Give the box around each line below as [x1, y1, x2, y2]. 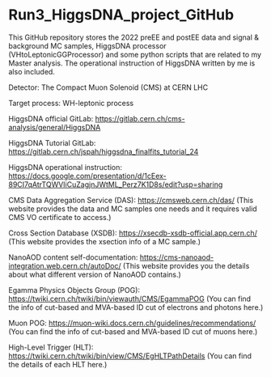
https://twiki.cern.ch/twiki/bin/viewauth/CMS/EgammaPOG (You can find [8, 294, 252, 303]
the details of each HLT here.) [8, 359, 108, 369]
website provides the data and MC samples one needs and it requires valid [8, 204, 257, 214]
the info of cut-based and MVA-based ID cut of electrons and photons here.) [8, 302, 264, 312]
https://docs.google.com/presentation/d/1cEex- [8, 171, 167, 180]
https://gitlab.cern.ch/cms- [95, 113, 185, 123]
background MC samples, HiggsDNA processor [8, 40, 167, 50]
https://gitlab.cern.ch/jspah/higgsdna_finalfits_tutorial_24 [8, 146, 199, 156]
